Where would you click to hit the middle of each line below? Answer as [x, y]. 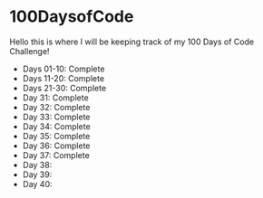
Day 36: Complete [56, 146]
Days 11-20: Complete [63, 78]
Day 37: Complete [56, 155]
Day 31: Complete [55, 98]
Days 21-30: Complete [64, 88]
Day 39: [37, 174]
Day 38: [37, 165]
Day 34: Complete [56, 126]
